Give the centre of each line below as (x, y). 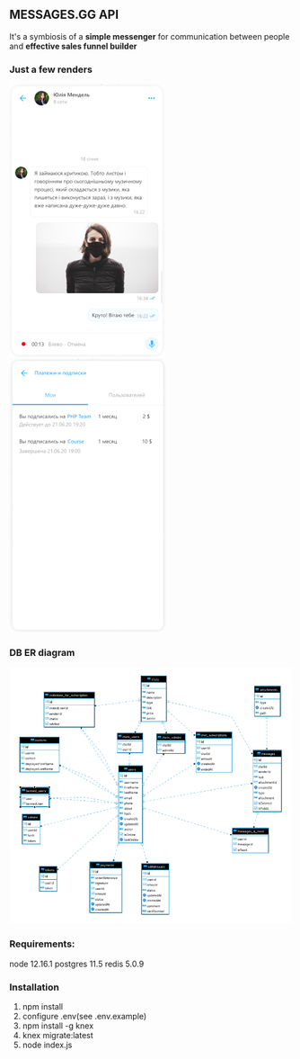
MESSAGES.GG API (64, 15)
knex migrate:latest (58, 1036)
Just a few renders (51, 69)
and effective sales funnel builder (73, 46)
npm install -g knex (58, 1026)
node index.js (47, 1045)
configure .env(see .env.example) (84, 1017)
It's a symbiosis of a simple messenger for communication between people (150, 36)
